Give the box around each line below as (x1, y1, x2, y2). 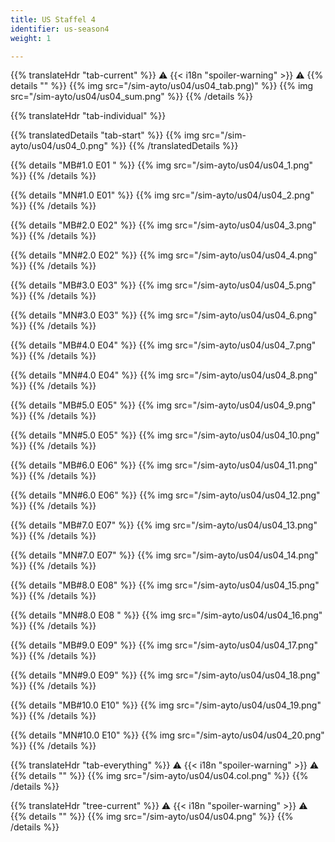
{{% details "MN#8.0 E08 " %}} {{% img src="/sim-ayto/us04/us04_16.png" (10, 609, 323, 621)
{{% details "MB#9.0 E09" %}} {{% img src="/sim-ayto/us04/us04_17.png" (10, 639, 318, 651)
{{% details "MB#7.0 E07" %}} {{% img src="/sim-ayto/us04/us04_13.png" (10, 519, 318, 531)
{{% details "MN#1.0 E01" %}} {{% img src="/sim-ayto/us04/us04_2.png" (10, 189, 315, 201)
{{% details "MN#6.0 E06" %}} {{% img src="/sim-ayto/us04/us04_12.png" (10, 489, 321, 501)
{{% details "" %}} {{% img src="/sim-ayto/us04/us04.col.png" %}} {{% (10, 770, 309, 782)
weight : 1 (10, 33, 52, 43)
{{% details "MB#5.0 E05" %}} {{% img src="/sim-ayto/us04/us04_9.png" (10, 399, 317, 411)
